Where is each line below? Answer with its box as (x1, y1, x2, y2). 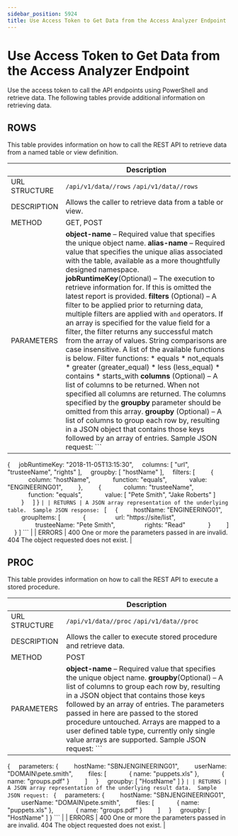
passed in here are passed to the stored (66, 708, 198, 718)
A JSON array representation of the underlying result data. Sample (7, 785, 217, 792)
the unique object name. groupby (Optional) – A (66, 673, 224, 683)
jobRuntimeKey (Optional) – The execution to (65, 274, 215, 284)
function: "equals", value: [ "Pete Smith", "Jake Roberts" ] (28, 490, 216, 499)
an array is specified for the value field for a (65, 318, 210, 328)
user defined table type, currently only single (66, 726, 215, 736)
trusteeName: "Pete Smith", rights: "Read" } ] (35, 521, 229, 529)
